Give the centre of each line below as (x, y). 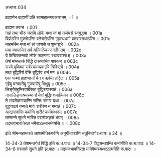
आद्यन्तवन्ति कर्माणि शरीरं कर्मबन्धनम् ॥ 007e (41, 112)
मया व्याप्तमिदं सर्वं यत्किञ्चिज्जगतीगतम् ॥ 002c (43, 50)
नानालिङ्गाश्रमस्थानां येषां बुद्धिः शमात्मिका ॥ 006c (45, 95)
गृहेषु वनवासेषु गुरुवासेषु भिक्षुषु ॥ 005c (36, 84)
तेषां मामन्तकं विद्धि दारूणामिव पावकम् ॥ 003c (42, 61)
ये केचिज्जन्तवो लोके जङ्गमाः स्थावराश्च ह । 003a (46, 55)
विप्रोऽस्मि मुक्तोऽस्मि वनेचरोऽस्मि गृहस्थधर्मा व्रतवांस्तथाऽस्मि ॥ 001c (58, 39)
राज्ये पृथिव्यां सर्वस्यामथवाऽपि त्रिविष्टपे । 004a (42, 67)
